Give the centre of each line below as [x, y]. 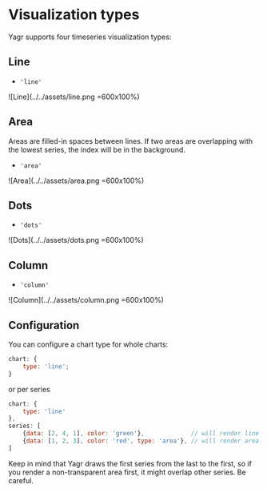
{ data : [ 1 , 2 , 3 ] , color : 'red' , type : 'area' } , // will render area [141, 441]
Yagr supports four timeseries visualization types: [90, 37]
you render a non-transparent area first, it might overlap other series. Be [127, 472]
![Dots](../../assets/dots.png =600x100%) [76, 240]
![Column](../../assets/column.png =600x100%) [86, 300]
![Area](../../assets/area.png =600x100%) [76, 181]
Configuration [44, 325]
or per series [29, 389]
